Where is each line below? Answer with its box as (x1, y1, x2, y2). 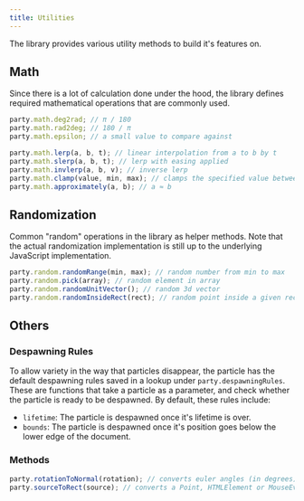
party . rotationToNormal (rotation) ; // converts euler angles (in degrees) (9, 474, 298, 484)
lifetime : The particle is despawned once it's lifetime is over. (22, 412, 252, 423)
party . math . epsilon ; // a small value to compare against (9, 132, 233, 141)
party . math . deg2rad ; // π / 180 (9, 115, 131, 125)
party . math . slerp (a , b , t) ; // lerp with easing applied (9, 156, 229, 165)
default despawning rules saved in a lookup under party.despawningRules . (9, 375, 286, 386)
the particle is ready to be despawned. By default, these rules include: (9, 394, 271, 405)
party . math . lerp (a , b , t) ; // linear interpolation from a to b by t (9, 148, 278, 158)
